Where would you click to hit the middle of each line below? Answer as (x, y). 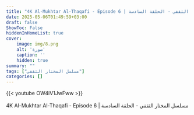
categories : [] (24, 76)
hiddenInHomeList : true (35, 33)
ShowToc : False (24, 28)
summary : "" (20, 66)
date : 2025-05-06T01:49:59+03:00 (47, 17)
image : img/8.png (38, 44)
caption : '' (31, 55)
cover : (14, 39)
